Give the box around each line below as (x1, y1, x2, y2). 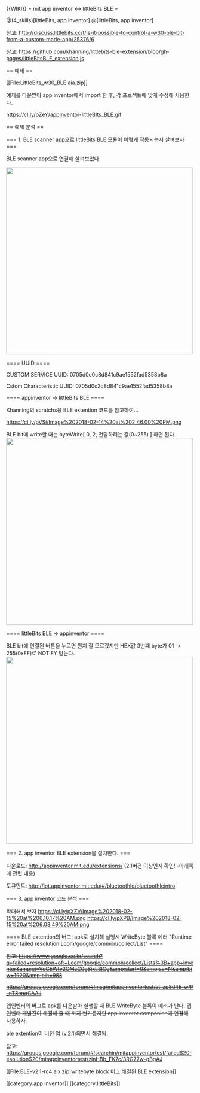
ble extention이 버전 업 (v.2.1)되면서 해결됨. (6, 1030, 109, 1037)
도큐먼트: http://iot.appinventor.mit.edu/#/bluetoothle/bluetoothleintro (6, 882, 176, 889)
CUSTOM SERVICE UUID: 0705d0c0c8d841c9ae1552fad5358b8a (6, 371, 167, 378)
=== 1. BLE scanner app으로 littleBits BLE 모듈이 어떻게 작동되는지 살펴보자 (6, 136, 185, 143)
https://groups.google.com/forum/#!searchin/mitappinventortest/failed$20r (6, 1049, 192, 1056)
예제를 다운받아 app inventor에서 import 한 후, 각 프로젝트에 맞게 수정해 (6, 92, 174, 98)
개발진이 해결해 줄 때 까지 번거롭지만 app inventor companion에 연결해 (21, 1010, 189, 1016)
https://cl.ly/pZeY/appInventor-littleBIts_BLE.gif (6, 111, 122, 118)
